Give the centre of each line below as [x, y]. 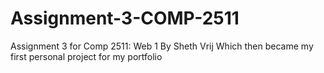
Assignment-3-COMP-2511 [125, 18]
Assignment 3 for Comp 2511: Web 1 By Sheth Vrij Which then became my [162, 46]
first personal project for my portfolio [86, 56]
